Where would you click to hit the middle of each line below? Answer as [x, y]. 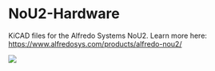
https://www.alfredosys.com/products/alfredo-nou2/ [95, 43]
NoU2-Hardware [64, 14]
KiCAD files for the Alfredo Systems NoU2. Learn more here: [108, 35]
